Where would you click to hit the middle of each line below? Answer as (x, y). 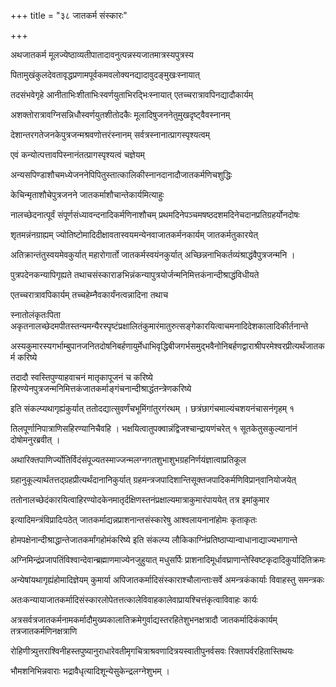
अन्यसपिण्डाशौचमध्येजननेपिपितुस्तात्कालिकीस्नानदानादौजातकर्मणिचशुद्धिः (121, 174)
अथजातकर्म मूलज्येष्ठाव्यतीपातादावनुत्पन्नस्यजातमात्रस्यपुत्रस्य (102, 54)
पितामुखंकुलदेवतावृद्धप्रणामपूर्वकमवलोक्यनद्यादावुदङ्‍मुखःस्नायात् (105, 74)
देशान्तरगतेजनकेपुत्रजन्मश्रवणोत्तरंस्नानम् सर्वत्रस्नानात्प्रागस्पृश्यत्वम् (110, 134)
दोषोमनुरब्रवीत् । (35, 439)
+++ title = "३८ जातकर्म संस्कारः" (69, 15)
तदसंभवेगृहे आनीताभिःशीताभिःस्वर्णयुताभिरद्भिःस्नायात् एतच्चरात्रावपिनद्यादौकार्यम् (132, 94)
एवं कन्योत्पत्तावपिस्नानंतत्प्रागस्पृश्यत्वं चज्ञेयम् (77, 154)
